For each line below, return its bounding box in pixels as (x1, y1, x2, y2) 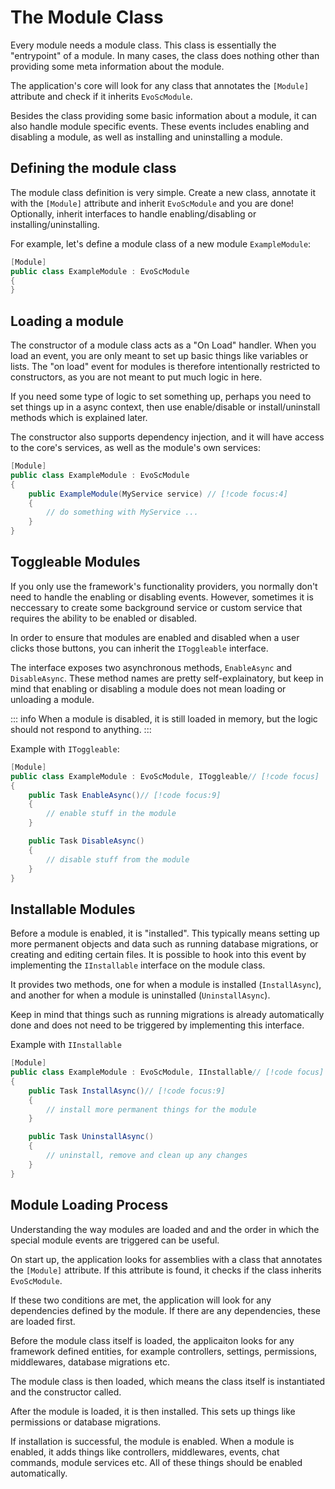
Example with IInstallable (10, 1039, 122, 1051)
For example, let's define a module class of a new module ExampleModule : (10, 237, 312, 250)
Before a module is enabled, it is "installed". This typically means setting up (10, 927, 320, 940)
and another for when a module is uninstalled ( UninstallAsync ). (10, 989, 271, 1001)
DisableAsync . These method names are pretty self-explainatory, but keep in (10, 672, 324, 684)
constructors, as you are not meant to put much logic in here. (10, 371, 263, 383)
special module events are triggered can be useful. (10, 1234, 220, 1246)
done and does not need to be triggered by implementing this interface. (10, 1019, 305, 1031)
